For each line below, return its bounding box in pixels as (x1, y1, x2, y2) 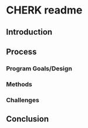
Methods (6, 80, 32, 88)
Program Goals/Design (6, 64, 72, 72)
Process (6, 46, 37, 56)
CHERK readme (6, 4, 83, 17)
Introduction (6, 27, 53, 37)
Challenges (6, 96, 39, 104)
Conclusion (6, 114, 49, 124)
